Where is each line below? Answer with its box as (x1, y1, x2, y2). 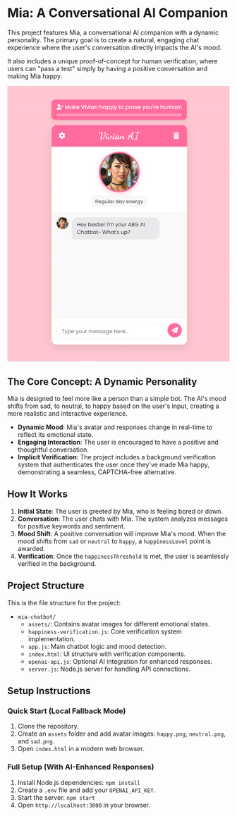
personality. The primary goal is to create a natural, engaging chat (7, 35, 200, 44)
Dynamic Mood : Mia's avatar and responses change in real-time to (17, 423, 213, 431)
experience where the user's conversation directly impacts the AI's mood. (7, 43, 222, 51)
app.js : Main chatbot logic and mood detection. (28, 642, 167, 650)
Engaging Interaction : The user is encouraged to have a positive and (17, 438, 219, 447)
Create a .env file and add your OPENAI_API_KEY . (17, 786, 156, 794)
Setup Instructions (7, 685, 91, 697)
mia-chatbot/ (17, 613, 56, 621)
